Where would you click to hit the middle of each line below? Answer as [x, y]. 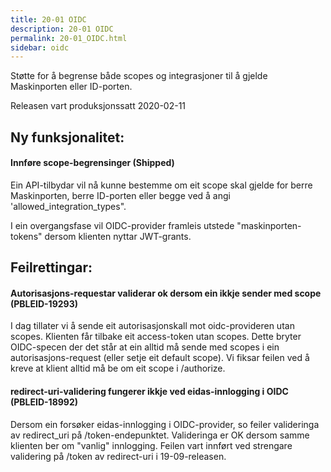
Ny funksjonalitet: [67, 137]
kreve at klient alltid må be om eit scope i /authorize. [118, 368]
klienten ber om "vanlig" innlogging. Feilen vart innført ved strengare [151, 445]
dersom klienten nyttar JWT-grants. [118, 236]
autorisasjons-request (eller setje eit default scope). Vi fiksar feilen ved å [160, 358]
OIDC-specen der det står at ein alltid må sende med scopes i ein [145, 347]
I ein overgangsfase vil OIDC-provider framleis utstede [122, 225]
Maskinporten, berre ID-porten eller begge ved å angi [120, 195]
